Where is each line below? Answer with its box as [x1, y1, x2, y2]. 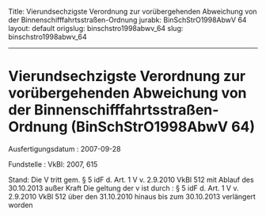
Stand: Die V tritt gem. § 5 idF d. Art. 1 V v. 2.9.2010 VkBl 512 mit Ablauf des [8, 175, 255, 184]
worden [8, 200, 33, 210]
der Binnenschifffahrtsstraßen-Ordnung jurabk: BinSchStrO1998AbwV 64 [8, 15, 247, 25]
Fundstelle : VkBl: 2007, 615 [8, 159, 98, 169]
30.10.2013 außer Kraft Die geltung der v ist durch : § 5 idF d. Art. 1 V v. [8, 183, 239, 193]
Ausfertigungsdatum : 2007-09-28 [8, 144, 121, 153]
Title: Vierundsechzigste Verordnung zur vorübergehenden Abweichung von [8, 7, 257, 16]
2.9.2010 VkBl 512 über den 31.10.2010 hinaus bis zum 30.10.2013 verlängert [8, 191, 256, 201]
